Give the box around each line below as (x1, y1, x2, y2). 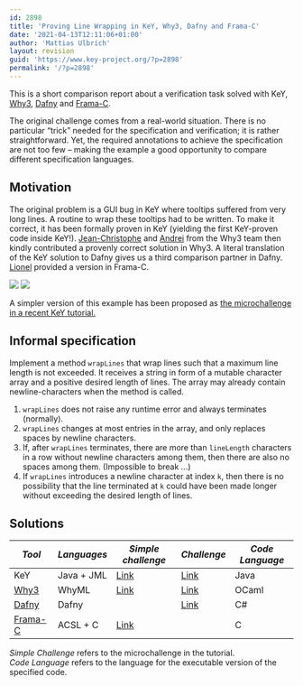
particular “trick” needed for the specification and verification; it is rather (9, 125, 280, 135)
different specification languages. (9, 153, 134, 164)
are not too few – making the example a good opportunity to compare (9, 144, 268, 154)
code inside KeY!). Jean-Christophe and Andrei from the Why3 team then (9, 232, 281, 244)
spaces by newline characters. (22, 432, 137, 443)
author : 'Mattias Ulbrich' (9, 38, 111, 48)
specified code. (9, 667, 68, 678)
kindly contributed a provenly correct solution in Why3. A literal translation (9, 242, 285, 253)
